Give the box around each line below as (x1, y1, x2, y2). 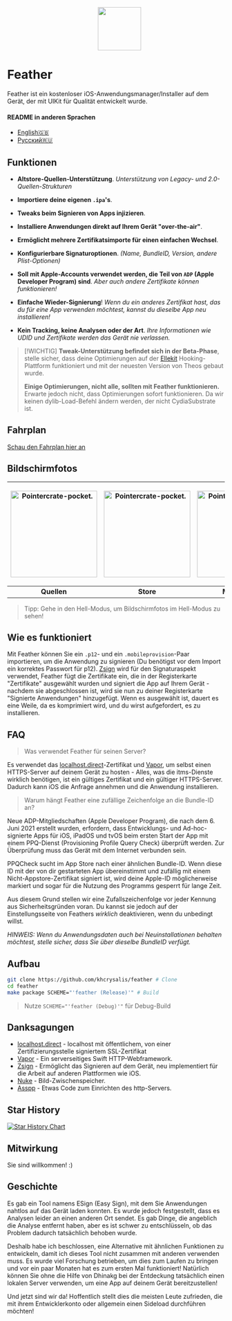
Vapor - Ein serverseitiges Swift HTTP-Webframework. (17, 1055, 173, 1063)
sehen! (23, 611, 44, 620)
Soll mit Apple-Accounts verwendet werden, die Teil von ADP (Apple (17, 270, 214, 278)
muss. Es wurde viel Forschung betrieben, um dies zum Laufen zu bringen (7, 1257, 219, 1265)
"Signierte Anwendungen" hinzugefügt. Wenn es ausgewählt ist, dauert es (7, 694, 219, 703)
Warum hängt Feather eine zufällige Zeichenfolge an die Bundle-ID (23, 796, 214, 804)
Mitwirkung (7, 1143, 59, 1154)
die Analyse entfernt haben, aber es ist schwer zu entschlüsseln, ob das (7, 1221, 212, 1230)
